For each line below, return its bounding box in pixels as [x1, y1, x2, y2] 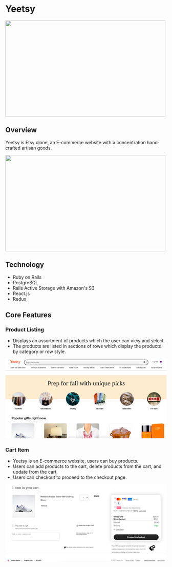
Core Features [5, 310, 52, 319]
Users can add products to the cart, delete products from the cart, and [12, 463, 162, 470]
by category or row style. [12, 348, 66, 355]
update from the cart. [12, 469, 58, 475]
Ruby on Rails [12, 274, 42, 280]
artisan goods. [21, 145, 52, 151]
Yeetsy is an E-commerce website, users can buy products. [12, 458, 139, 464]
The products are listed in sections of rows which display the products [12, 343, 161, 349]
